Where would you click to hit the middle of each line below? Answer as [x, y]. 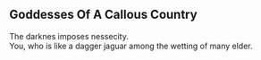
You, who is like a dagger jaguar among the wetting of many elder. [131, 46]
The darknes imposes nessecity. [69, 36]
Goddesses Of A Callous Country [104, 15]
